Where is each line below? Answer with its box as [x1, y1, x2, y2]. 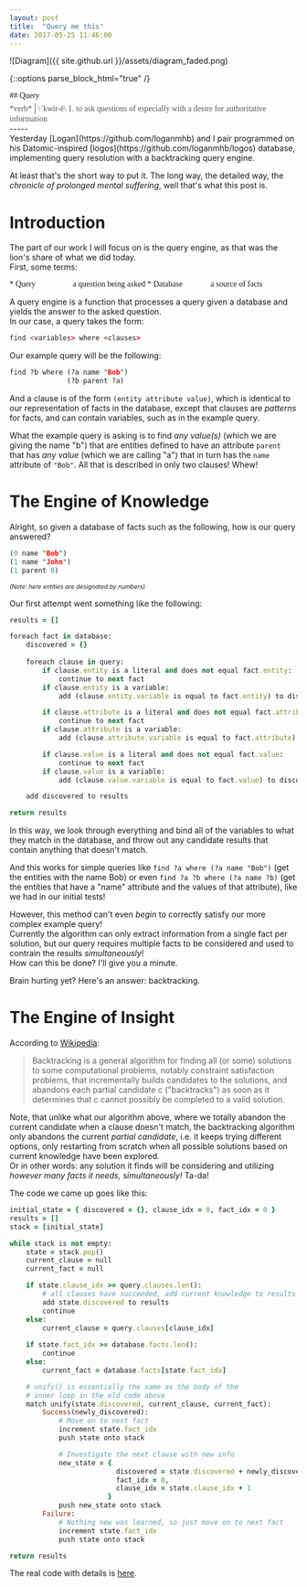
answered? [9, 531, 51, 542]
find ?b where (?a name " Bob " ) [9, 367, 129, 378]
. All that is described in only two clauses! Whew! [73, 459, 259, 470]
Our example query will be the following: [9, 350, 162, 361]
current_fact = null [26, 1264, 104, 1273]
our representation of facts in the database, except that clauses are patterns [9, 402, 297, 413]
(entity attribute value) [112, 394, 212, 403]
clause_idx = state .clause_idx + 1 [115, 1484, 251, 1493]
